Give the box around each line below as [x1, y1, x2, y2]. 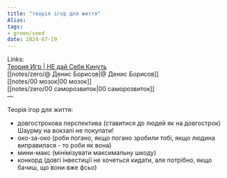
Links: [7, 55, 24, 63]
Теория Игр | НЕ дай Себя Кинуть [7, 63, 108, 71]
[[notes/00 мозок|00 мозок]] [7, 77, 92, 86]
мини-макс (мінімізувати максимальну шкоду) [17, 149, 157, 157]
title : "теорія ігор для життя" [7, 10, 101, 17]
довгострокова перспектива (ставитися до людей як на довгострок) [17, 119, 221, 127]
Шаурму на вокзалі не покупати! [17, 127, 115, 135]
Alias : [7, 17, 26, 24]
